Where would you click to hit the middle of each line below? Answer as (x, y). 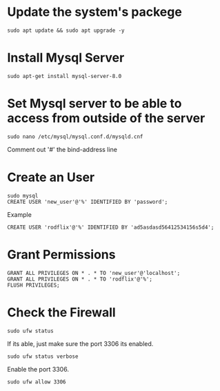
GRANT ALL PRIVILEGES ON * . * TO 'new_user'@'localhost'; (94, 273)
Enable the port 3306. (38, 369)
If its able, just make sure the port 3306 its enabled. (80, 343)
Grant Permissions (61, 255)
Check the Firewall (61, 312)
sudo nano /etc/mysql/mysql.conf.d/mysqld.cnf (75, 136)
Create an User (51, 178)
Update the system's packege (95, 12)
